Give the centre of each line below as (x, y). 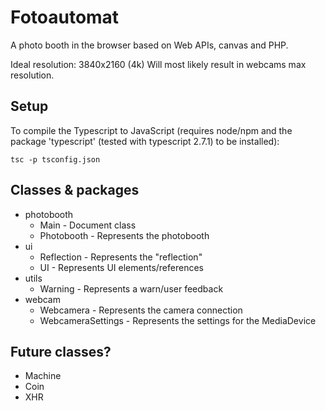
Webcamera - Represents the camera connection (141, 310)
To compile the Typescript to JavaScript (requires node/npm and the (151, 130)
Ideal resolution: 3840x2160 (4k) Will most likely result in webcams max (158, 64)
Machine (43, 376)
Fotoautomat (65, 17)
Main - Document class (88, 225)
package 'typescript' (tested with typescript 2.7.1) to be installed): (145, 141)
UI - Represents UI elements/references (121, 267)
